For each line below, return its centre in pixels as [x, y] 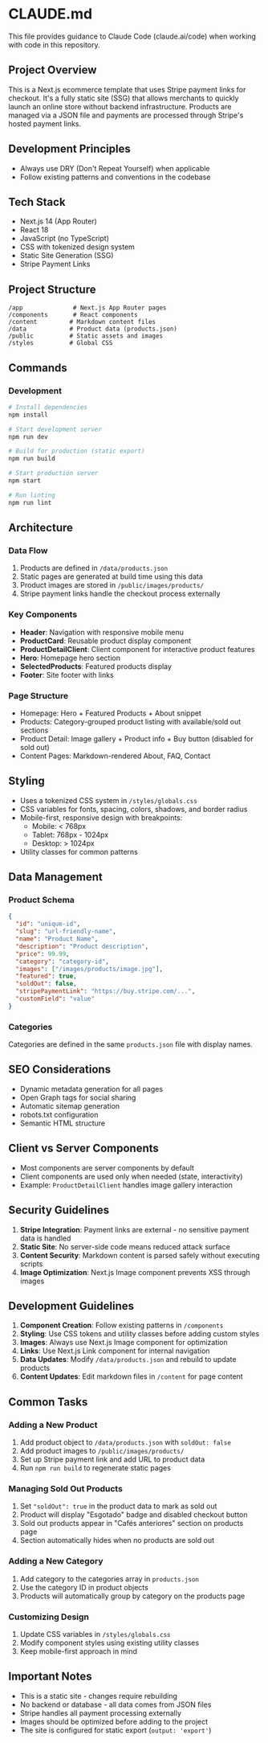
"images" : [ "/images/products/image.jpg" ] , [89, 969]
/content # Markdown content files [82, 322]
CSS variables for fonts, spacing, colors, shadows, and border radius [134, 809]
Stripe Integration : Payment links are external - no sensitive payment [134, 1229]
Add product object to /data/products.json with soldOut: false [125, 1442]
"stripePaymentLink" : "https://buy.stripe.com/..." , [106, 991]
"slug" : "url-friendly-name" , [66, 932]
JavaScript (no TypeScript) [65, 239]
